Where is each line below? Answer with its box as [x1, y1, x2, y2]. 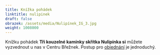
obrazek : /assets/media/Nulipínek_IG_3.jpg [5, 21, 97, 26]
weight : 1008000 [5, 26, 39, 30]
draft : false [5, 16, 32, 21]
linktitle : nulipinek [5, 12, 50, 17]
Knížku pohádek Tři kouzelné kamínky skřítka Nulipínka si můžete [5, 39, 143, 45]
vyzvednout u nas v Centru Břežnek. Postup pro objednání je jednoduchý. [5, 44, 156, 50]
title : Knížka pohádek [5, 7, 52, 12]
